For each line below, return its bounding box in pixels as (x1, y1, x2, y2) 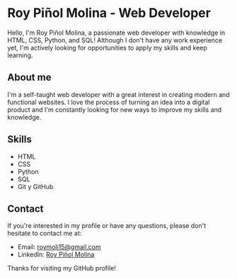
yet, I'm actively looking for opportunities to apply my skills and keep (7, 43, 207, 52)
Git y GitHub (17, 182, 54, 190)
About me (7, 72, 52, 84)
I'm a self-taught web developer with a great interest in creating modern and (7, 90, 230, 98)
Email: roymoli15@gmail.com (17, 243, 101, 251)
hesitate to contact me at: (7, 229, 82, 238)
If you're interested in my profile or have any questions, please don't (7, 222, 207, 230)
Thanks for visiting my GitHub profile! (7, 264, 117, 273)
